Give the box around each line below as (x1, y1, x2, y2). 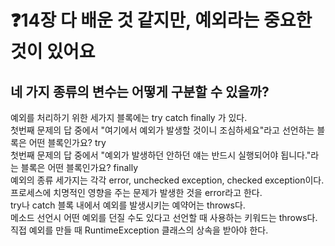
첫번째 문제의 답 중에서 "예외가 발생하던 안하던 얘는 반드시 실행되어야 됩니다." (10, 149, 312, 161)
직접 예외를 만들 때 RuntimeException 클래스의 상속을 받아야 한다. (10, 224, 269, 236)
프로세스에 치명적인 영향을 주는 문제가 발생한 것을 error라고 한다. (10, 187, 263, 198)
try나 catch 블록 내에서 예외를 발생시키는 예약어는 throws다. (10, 199, 246, 211)
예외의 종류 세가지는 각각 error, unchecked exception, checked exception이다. (10, 174, 325, 186)
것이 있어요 (10, 41, 96, 63)
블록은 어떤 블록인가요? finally (20, 162, 139, 173)
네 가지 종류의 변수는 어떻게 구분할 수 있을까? (10, 83, 270, 100)
